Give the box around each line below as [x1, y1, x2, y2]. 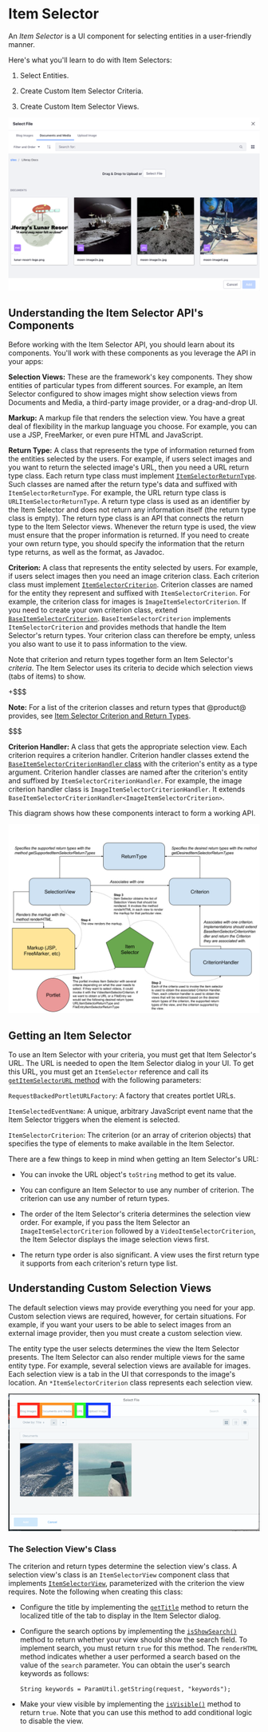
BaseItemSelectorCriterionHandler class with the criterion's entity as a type [8, 759, 258, 769]
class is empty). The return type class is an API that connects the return [8, 513, 244, 523]
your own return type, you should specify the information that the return [8, 539, 245, 549]
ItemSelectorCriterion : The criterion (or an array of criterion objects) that [8, 1131, 251, 1140]
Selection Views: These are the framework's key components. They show [8, 372, 253, 382]
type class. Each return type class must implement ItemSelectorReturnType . [8, 471, 257, 481]
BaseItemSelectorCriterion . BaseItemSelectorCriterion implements [8, 614, 231, 624]
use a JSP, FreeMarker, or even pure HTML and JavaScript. [8, 430, 203, 440]
